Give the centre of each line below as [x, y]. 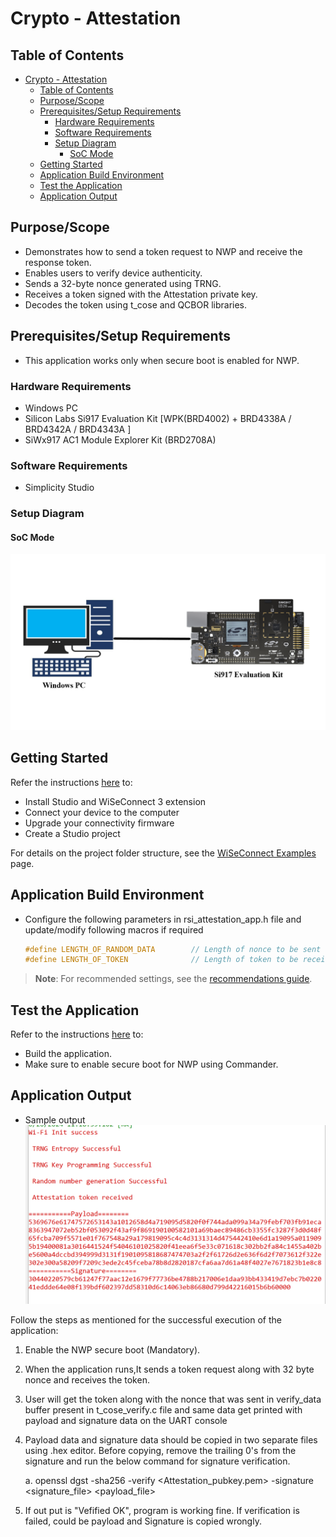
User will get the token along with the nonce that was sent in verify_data [173, 1399]
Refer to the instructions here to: [77, 1034]
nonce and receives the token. [87, 1379]
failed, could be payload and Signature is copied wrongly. [143, 1521]
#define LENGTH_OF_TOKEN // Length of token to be [161, 960]
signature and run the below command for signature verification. [157, 1461]
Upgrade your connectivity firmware [99, 823]
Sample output [55, 1119]
